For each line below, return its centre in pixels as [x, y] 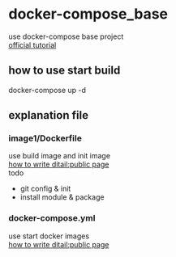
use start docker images [49, 236]
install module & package [62, 197]
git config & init [45, 189]
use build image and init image [60, 156]
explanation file [49, 115]
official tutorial [32, 44]
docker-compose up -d [47, 90]
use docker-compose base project [66, 36]
